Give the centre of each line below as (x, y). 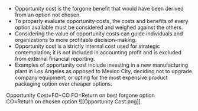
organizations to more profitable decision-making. (76, 40)
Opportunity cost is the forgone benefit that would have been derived (99, 9)
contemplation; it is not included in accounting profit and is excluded (98, 52)
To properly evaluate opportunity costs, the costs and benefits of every (101, 21)
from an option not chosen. (48, 15)
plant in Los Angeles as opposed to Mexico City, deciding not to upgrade (103, 71)
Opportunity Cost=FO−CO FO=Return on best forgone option (81, 95)
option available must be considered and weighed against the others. (99, 27)
